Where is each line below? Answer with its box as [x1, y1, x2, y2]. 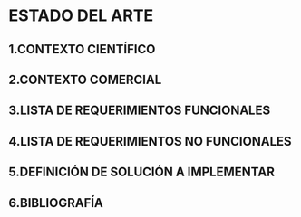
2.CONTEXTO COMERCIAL [8, 71, 162, 87]
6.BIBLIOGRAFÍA [8, 195, 103, 211]
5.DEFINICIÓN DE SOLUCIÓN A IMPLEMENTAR [8, 165, 276, 180]
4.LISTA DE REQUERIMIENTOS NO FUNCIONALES [8, 133, 292, 149]
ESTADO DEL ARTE [8, 5, 154, 26]
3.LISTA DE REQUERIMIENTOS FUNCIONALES [8, 103, 271, 118]
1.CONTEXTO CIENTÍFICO [8, 42, 156, 57]
